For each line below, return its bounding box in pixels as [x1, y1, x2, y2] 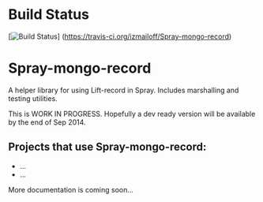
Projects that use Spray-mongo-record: [8, 140, 207, 154]
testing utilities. [8, 93, 58, 103]
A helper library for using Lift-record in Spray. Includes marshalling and [8, 85, 239, 95]
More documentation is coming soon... [8, 185, 134, 194]
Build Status [8, 6, 89, 24]
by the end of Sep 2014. [8, 117, 86, 127]
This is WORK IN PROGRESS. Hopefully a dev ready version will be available [8, 109, 256, 118]
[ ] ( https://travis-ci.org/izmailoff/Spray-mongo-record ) [8, 32, 232, 41]
